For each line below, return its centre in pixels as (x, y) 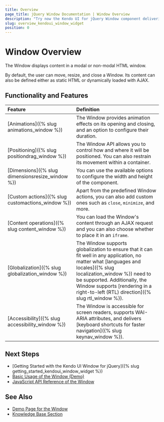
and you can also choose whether (115, 229)
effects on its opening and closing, (116, 124)
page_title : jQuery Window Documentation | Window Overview (68, 14)
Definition (88, 109)
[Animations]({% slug (32, 124)
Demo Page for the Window (40, 409)
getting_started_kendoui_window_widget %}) (57, 371)
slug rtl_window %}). (100, 298)
